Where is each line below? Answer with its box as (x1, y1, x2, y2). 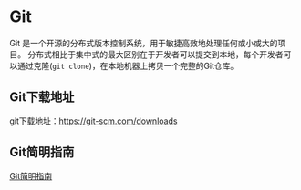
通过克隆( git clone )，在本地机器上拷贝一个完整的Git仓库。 (16, 60, 239, 71)
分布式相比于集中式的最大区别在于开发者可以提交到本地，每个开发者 (26, 48, 284, 60)
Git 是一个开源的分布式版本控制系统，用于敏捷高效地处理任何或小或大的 (9, 37, 278, 48)
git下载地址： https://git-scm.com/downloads (9, 115, 178, 126)
